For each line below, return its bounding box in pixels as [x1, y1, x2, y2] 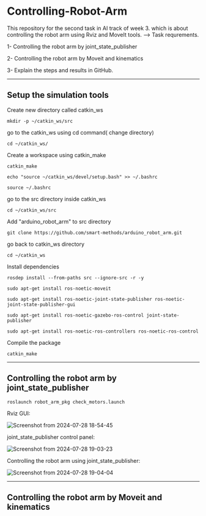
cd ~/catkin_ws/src [7, 207, 57, 213]
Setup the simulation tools [7, 90, 109, 100]
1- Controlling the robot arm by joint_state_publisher [7, 43, 138, 50]
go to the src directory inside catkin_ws [7, 195, 106, 202]
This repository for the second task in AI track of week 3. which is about [7, 24, 188, 32]
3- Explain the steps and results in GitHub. [7, 66, 114, 74]
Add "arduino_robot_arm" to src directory [7, 218, 111, 225]
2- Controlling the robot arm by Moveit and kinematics [7, 54, 144, 62]
